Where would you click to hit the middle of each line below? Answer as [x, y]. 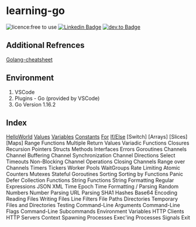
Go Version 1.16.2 [35, 104]
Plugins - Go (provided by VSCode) [57, 98]
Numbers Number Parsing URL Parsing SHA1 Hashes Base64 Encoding [92, 193]
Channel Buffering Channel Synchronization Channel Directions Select [91, 156]
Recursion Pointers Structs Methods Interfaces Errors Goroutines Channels [97, 149]
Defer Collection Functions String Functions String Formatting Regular [90, 180]
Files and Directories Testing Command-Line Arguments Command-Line [93, 205]
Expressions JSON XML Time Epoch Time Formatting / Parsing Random [92, 187]
